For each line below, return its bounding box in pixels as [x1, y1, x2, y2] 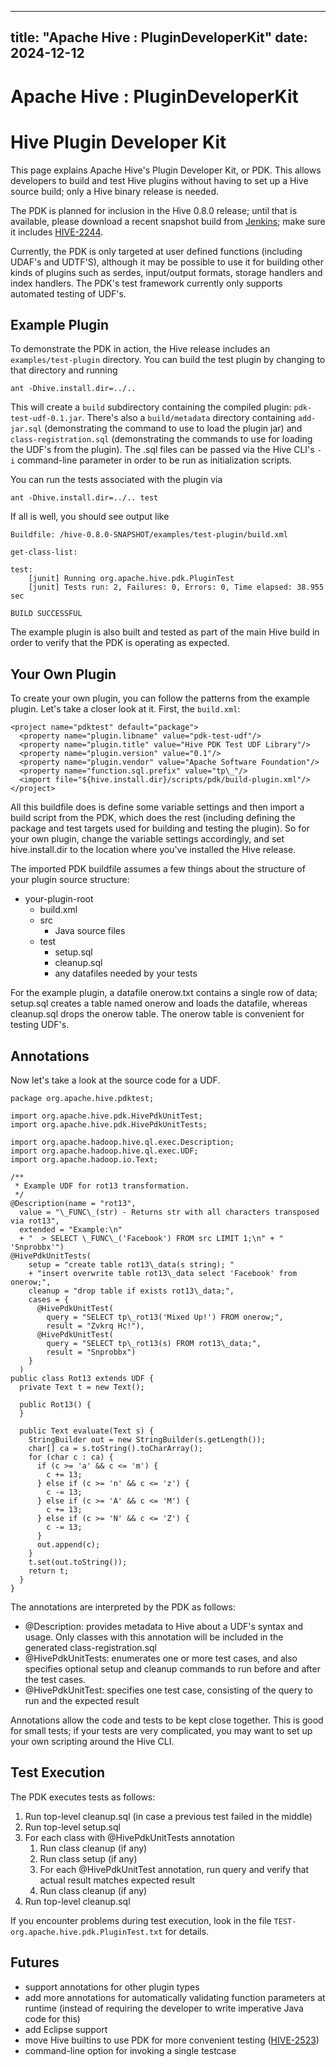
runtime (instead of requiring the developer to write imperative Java [24, 2002, 304, 2014]
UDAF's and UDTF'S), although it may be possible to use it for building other [10, 256, 324, 268]
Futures [10, 1954, 60, 1971]
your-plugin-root [24, 893, 94, 905]
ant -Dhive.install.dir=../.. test [10, 493, 159, 503]
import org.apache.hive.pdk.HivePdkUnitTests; [10, 1119, 208, 1130]
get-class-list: [10, 547, 78, 558]
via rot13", [10, 1216, 60, 1226]
